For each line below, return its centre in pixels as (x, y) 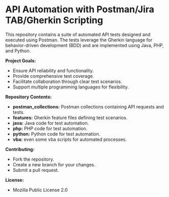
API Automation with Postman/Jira (80, 9)
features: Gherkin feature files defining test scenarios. (70, 117)
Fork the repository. (33, 159)
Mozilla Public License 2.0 (40, 190)
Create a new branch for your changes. (54, 164)
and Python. (18, 51)
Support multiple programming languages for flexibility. (71, 87)
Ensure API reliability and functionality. (53, 71)
